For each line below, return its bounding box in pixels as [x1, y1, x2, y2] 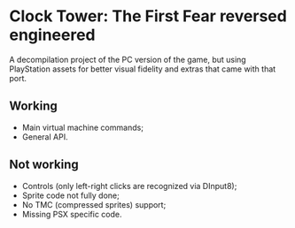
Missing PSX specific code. [21, 209, 122, 219]
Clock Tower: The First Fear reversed [9, 6, 288, 27]
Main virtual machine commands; [21, 122, 144, 133]
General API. [21, 131, 68, 142]
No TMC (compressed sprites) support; [21, 199, 167, 209]
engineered [9, 25, 96, 45]
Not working [9, 157, 80, 172]
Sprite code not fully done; [21, 190, 120, 201]
